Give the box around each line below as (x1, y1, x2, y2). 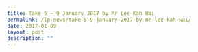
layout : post (7, 28, 45, 36)
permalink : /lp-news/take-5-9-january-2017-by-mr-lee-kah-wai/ (7, 16, 192, 23)
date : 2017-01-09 (7, 22, 57, 29)
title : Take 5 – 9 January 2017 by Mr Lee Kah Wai (7, 9, 155, 17)
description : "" (7, 35, 53, 42)
